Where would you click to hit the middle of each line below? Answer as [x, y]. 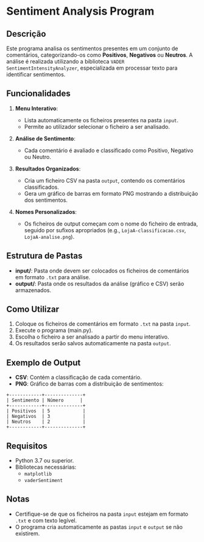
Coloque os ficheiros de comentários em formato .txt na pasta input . [103, 324]
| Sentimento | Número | [45, 401]
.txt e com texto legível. [46, 520]
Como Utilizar [33, 309]
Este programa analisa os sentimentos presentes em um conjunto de [92, 48]
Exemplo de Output [44, 363]
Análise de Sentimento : [45, 138]
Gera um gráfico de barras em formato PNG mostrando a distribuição [111, 193]
